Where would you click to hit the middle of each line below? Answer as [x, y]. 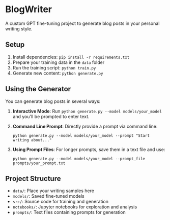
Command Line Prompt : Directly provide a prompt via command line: [85, 126]
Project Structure [33, 178]
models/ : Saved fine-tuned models [49, 196]
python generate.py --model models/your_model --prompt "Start [81, 135]
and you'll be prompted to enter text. [51, 116]
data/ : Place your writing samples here [53, 191]
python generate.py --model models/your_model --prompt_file [79, 159]
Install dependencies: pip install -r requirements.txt [71, 57]
